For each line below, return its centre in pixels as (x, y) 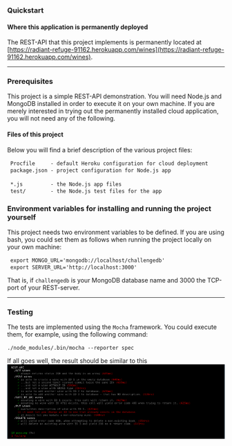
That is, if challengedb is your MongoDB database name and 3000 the (106, 280)
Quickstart (26, 10)
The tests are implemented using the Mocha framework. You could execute (112, 327)
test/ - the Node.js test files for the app (86, 191)
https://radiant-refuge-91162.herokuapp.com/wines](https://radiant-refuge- (117, 50)
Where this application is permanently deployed (78, 27)
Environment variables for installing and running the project (109, 208)
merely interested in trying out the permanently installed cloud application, (113, 111)
